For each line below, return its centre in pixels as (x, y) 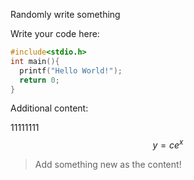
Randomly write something (65, 14)
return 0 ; (39, 80)
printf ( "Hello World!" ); (71, 70)
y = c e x (168, 144)
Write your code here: (55, 33)
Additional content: (49, 108)
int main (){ (35, 61)
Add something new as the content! (108, 165)
